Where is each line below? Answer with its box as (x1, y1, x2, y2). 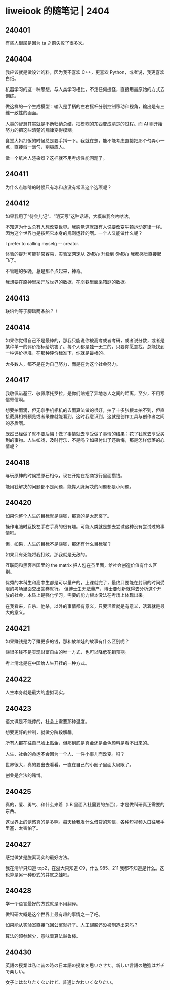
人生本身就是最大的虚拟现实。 (5, 689, 67, 695)
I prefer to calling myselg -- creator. (5, 241, 80, 247)
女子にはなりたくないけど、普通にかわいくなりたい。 (5, 979, 116, 985)
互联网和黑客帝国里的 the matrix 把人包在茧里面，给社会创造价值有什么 (5, 562, 153, 568)
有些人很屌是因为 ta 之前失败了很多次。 (5, 40, 88, 46)
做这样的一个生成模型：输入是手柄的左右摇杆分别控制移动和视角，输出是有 (5, 103, 160, 109)
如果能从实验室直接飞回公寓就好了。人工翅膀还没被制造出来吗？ (5, 922, 138, 928)
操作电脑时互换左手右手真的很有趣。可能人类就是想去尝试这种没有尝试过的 (5, 523, 160, 529)
